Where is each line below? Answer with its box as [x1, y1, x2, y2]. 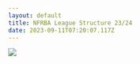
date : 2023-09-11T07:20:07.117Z [8, 26, 115, 34]
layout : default [8, 11, 62, 20]
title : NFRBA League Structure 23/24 [8, 19, 133, 27]
